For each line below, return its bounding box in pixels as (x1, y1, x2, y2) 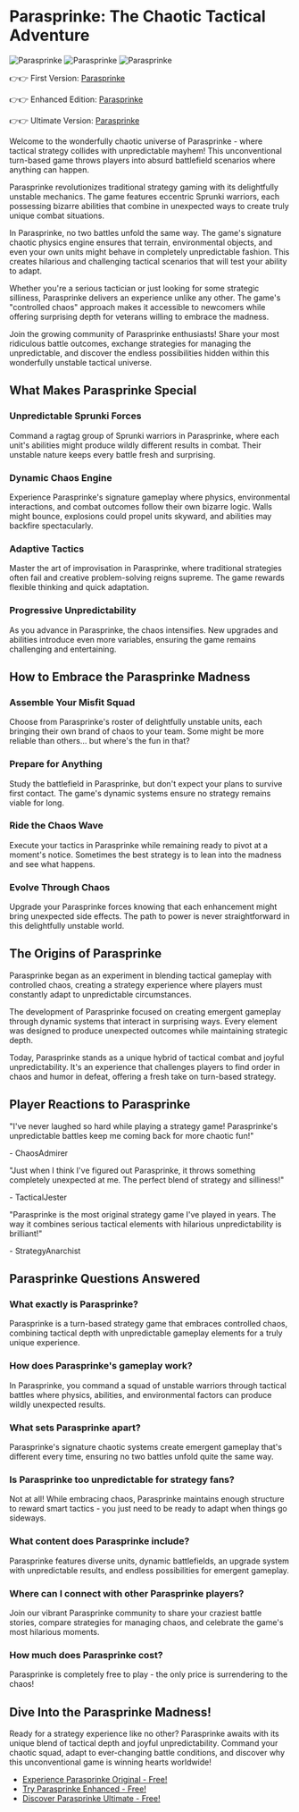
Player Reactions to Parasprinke (9, 1097, 191, 1112)
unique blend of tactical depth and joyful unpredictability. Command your (9, 1738, 278, 1749)
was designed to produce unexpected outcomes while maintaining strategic (9, 1025, 288, 1036)
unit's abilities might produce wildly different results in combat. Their (9, 440, 262, 451)
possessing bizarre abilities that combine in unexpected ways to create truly (9, 200, 290, 211)
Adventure (9, 25, 90, 46)
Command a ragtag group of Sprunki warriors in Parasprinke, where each (9, 430, 279, 441)
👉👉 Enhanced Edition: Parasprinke (9, 94, 144, 105)
